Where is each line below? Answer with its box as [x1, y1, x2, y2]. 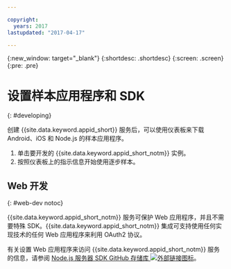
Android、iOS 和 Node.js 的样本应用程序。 [7, 134, 128, 143]
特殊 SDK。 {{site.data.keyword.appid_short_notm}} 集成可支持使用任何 [12, 222, 216, 230]
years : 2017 [13, 22, 49, 30]
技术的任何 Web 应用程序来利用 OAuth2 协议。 [12, 230, 146, 239]
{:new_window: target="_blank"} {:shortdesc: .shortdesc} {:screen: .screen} [7, 54, 224, 62]
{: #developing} [7, 112, 52, 120]
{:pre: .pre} [7, 62, 39, 70]
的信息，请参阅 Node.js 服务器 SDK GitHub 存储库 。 [7, 254, 200, 262]
